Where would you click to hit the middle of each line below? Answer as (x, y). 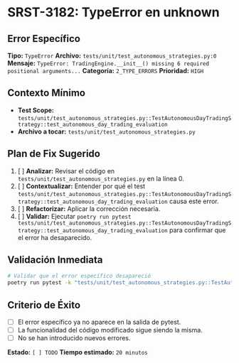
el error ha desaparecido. (55, 237)
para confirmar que (198, 230)
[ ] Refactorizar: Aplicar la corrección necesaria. (89, 208)
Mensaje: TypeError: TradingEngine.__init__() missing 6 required (108, 63)
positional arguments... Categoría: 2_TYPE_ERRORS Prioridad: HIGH (106, 71)
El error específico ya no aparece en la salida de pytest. (99, 322)
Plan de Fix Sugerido (54, 154)
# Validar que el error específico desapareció (79, 276)
